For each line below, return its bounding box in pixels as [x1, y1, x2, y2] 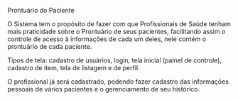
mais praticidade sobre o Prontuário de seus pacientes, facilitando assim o [7, 28, 226, 35]
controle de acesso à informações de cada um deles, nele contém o [7, 35, 207, 43]
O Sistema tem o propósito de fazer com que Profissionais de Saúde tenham [7, 20, 231, 28]
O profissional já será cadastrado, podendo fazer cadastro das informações [7, 77, 229, 86]
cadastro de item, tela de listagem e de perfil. [7, 64, 140, 72]
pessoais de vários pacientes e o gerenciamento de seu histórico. [7, 85, 200, 93]
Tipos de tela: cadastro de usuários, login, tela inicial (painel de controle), [7, 56, 222, 65]
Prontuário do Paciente [7, 6, 75, 14]
